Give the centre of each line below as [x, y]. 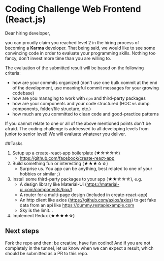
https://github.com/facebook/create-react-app [67, 158]
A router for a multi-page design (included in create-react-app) [83, 195]
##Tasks [14, 143]
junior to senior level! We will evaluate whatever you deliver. [66, 134]
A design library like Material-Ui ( [53, 184]
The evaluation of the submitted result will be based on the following [75, 68]
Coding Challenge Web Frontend [73, 9]
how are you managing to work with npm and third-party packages [79, 98]
